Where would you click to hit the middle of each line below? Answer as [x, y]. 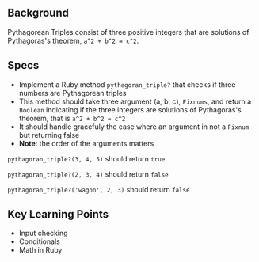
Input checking [43, 234]
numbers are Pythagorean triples [72, 93]
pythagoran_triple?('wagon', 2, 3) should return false [99, 189]
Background [38, 13]
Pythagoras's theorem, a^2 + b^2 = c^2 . [73, 40]
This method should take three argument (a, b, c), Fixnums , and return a [135, 101]
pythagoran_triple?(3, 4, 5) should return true [86, 158]
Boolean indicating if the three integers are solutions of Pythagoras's [130, 109]
